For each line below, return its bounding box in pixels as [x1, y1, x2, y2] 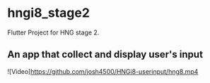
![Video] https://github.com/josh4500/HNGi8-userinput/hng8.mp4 [7, 67, 199, 75]
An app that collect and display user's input [7, 49, 204, 60]
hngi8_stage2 [7, 5, 91, 21]
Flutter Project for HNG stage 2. [7, 28, 100, 37]
